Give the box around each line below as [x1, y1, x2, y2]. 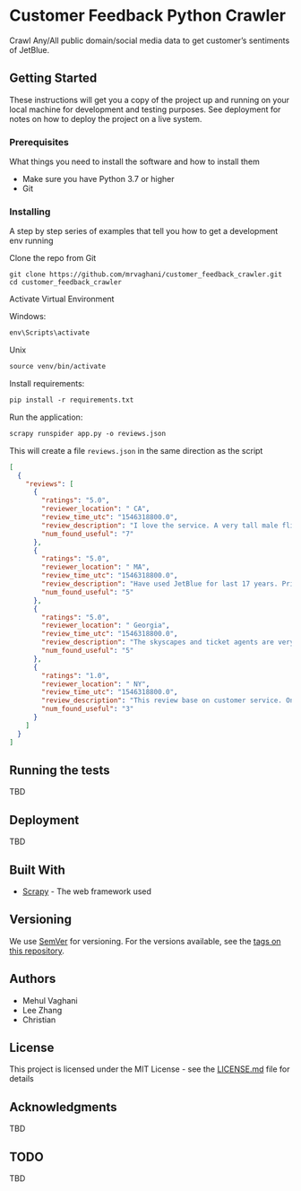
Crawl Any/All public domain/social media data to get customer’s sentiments [9, 35, 290, 46]
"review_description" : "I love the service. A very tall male [41, 521, 279, 530]
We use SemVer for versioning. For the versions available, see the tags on [9, 935, 281, 946]
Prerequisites [9, 135, 69, 148]
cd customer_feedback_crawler [9, 278, 123, 287]
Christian [21, 1014, 56, 1025]
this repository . [9, 945, 65, 956]
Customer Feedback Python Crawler [9, 5, 287, 26]
